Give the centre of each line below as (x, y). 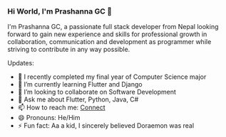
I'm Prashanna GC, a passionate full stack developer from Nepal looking (113, 27)
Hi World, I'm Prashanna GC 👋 (60, 11)
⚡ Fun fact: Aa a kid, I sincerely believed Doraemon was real (106, 126)
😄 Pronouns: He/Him (49, 118)
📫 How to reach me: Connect (61, 108)
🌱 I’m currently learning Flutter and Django (80, 84)
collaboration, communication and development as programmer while (109, 42)
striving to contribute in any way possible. (69, 50)
